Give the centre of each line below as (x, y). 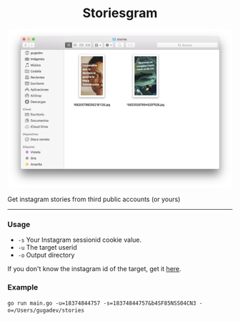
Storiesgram (120, 13)
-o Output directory (46, 255)
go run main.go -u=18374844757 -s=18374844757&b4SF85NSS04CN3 (102, 303)
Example (23, 287)
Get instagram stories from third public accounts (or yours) (94, 199)
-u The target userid (47, 248)
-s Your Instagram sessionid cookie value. (79, 240)
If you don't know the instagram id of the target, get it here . (95, 269)
